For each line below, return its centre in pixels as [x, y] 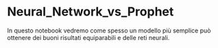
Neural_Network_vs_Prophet [90, 12]
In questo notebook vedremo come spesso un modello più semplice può [109, 30]
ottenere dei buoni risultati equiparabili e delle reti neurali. [88, 37]
